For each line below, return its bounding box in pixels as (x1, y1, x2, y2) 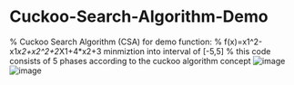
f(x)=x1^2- (224, 36, 263, 47)
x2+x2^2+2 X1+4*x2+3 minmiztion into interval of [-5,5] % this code (16, 45, 271, 56)
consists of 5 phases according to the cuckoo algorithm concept (9, 55, 252, 66)
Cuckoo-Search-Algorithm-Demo (9, 6, 269, 27)
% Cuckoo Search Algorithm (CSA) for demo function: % (9, 36, 223, 47)
